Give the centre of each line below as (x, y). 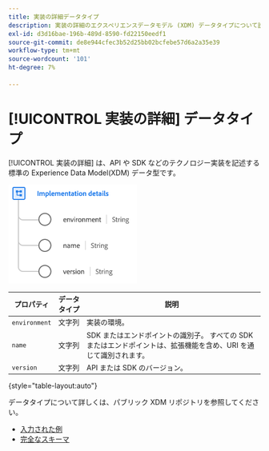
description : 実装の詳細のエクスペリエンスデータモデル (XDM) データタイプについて (133, 25)
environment (32, 323)
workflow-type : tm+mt (44, 51)
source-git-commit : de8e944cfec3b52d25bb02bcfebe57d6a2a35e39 (114, 42)
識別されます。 (125, 355)
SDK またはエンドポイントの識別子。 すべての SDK (170, 335)
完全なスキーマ (44, 439)
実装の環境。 (108, 322)
